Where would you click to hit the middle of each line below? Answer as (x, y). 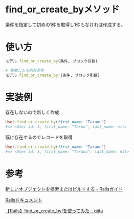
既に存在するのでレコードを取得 (39, 137)
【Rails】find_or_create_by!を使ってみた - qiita (54, 211)
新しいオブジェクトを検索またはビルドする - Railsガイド (64, 189)
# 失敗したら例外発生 (25, 70)
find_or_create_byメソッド (63, 9)
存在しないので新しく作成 (32, 113)
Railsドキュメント (24, 200)
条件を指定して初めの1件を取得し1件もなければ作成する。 (65, 25)
